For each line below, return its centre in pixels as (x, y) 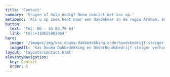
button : (13, 24)
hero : (11, 38)
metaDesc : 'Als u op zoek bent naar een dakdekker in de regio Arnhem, (82, 19)
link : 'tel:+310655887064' (38, 33)
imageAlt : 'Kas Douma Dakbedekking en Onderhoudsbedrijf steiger (80, 48)
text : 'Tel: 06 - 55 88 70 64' (43, 29)
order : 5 (19, 66)
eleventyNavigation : (27, 57)
